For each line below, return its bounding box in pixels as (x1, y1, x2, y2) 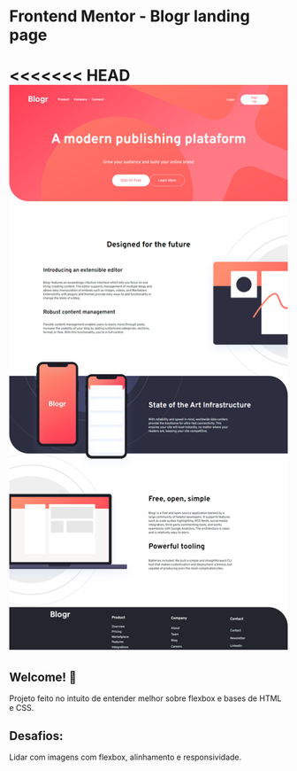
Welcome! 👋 (9, 669, 77, 684)
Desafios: (9, 728, 64, 744)
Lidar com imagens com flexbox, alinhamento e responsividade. (9, 752, 242, 762)
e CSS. (9, 703, 34, 713)
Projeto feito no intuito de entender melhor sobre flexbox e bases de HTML (9, 693, 282, 704)
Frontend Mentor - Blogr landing (9, 6, 250, 27)
